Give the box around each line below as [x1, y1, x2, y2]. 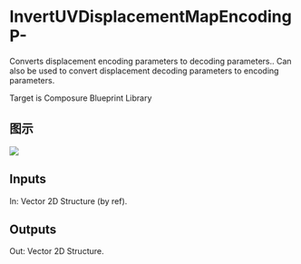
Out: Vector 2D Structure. [9, 246, 104, 257]
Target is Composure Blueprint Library [9, 93, 152, 103]
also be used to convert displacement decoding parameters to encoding [9, 65, 279, 76]
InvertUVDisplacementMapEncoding [9, 6, 292, 27]
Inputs [9, 171, 47, 187]
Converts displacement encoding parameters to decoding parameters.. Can [9, 55, 292, 66]
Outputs [9, 221, 57, 237]
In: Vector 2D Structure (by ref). [9, 195, 128, 206]
